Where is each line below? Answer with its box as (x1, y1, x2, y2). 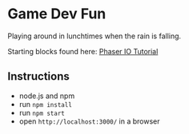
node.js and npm (18, 91, 75, 100)
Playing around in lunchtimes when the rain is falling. (7, 31, 182, 41)
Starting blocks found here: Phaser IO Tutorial (7, 46, 159, 56)
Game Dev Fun (7, 5, 107, 23)
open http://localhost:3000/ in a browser (18, 116, 161, 126)
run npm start (18, 108, 65, 117)
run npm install (18, 99, 73, 108)
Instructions (7, 69, 70, 84)
